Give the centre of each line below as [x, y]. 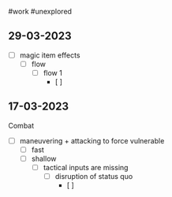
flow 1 [53, 72]
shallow [44, 158]
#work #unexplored [40, 11]
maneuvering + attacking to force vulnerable [92, 140]
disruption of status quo [94, 177]
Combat [21, 125]
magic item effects [50, 55]
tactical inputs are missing [86, 167]
